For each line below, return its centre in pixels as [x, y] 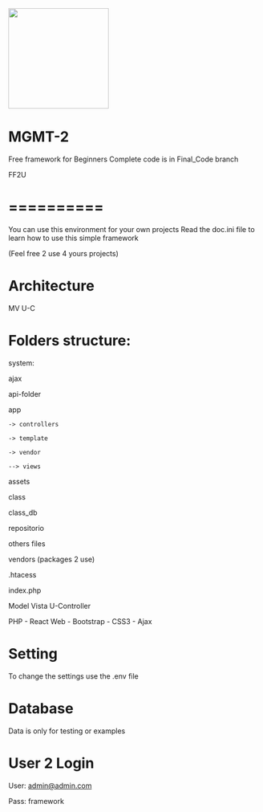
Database [41, 708]
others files [27, 543]
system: [21, 363]
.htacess [22, 574]
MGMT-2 [39, 137]
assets [19, 481]
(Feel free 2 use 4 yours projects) [63, 253]
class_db [23, 512]
